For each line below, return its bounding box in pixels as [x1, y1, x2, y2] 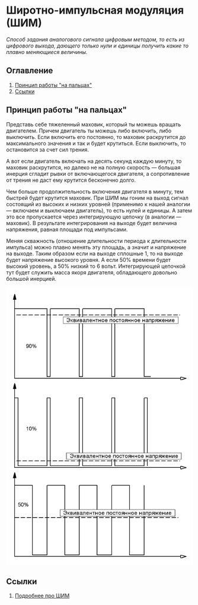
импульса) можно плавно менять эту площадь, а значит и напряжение [6, 243, 187, 251]
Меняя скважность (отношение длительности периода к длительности [6, 237, 187, 244]
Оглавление [6, 66, 53, 76]
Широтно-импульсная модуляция [6, 4, 184, 17]
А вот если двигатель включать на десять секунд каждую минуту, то [6, 157, 182, 164]
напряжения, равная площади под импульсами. [6, 226, 128, 233]
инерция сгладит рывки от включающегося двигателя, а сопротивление [6, 170, 190, 177]
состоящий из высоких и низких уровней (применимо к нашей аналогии [6, 200, 191, 208]
